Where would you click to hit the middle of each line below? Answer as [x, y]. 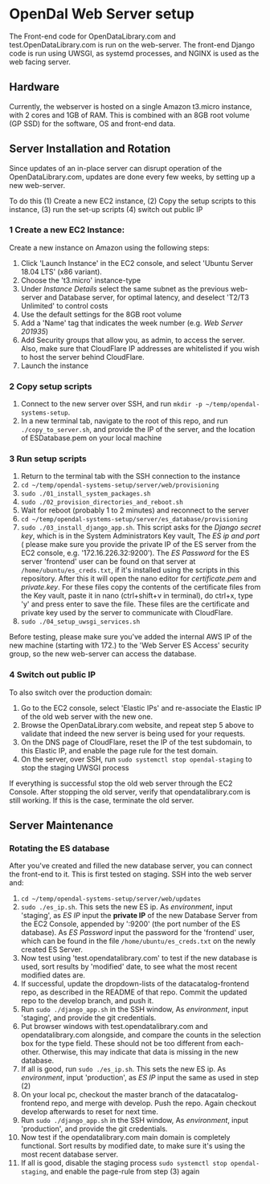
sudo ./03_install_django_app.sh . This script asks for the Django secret [141, 528]
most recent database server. [70, 1154]
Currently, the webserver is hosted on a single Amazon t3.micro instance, [131, 106]
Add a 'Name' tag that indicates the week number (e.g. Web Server [132, 323]
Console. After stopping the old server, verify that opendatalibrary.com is [130, 791]
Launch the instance [55, 365]
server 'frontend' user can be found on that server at [108, 561]
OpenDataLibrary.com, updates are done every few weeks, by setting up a [132, 177]
